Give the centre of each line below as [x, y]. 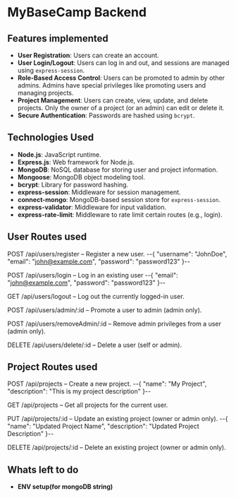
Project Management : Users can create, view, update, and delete [113, 100]
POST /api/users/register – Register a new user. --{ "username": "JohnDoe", [117, 254]
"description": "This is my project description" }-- [79, 391]
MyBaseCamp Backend [77, 12]
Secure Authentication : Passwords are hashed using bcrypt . [106, 115]
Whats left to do [43, 469]
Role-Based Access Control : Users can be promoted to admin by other [121, 78]
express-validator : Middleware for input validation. [92, 207]
